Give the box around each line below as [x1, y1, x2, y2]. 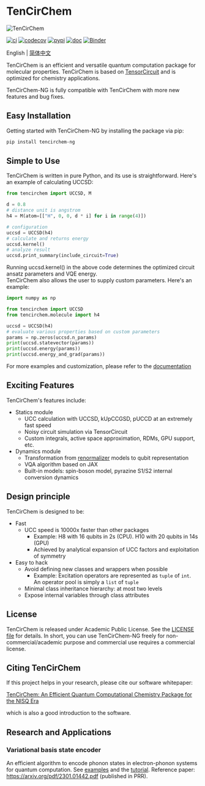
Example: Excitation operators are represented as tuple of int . [33, 572, 192, 579]
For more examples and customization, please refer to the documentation [6, 363, 192, 370]
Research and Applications [6, 727, 112, 738]
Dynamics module [15, 447, 61, 455]
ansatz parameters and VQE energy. [6, 270, 98, 277]
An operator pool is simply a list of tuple [33, 578, 139, 585]
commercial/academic [6, 638, 63, 645]
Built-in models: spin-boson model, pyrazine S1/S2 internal [24, 467, 173, 474]
